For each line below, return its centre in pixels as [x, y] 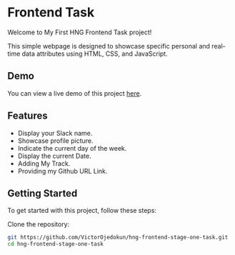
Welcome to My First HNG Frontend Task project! [80, 32]
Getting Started [42, 193]
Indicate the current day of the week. [72, 148]
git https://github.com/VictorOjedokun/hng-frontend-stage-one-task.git [118, 237]
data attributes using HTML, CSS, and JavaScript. [95, 54]
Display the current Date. [54, 156]
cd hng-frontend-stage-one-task [55, 244]
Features [27, 116]
